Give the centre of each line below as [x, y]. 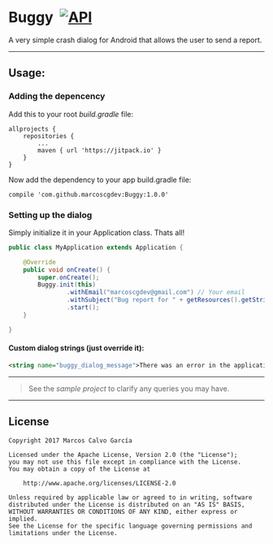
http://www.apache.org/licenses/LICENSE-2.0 [100, 483]
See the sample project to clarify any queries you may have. [129, 388]
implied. [23, 519]
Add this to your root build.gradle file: [71, 114]
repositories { [49, 136]
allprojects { [32, 129]
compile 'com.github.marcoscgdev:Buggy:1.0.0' [89, 194]
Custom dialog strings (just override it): [76, 348]
